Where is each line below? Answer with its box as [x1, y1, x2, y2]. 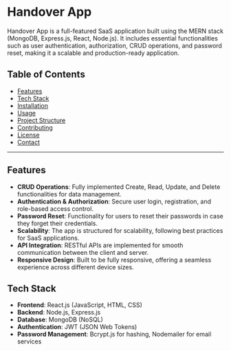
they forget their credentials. [16, 219, 98, 227]
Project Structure [16, 116, 66, 124]
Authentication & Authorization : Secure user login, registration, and [16, 197, 212, 205]
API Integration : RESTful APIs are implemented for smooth [16, 241, 184, 249]
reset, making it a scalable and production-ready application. [7, 49, 180, 57]
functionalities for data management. [16, 190, 122, 198]
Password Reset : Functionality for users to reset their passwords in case [16, 212, 223, 220]
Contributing [16, 123, 53, 131]
